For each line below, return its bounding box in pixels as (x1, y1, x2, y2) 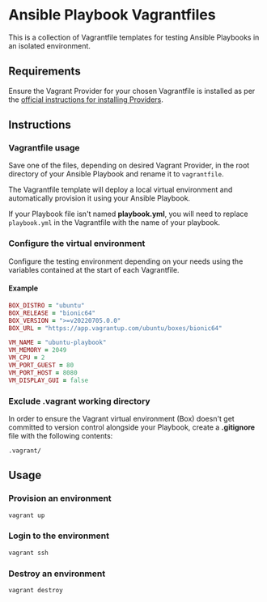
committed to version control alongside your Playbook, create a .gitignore (8, 422, 256, 432)
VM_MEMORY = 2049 (8, 346, 67, 354)
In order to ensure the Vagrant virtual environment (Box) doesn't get (8, 413, 235, 423)
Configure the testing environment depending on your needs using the (8, 256, 244, 266)
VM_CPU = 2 (8, 354, 45, 362)
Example (8, 283, 39, 293)
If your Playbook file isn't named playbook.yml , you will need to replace (8, 209, 248, 219)
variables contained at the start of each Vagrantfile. (8, 265, 180, 274)
